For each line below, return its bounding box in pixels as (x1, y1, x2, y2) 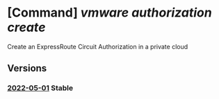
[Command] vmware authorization (7, 5, 212, 21)
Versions (7, 62, 47, 74)
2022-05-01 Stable (7, 83, 74, 93)
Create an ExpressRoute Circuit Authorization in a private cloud (7, 42, 188, 51)
